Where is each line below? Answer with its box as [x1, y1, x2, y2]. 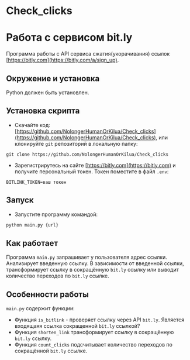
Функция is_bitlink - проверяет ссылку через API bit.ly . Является [14, 316, 185, 323]
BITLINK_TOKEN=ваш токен [6, 179, 67, 185]
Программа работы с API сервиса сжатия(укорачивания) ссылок [6, 50, 170, 57]
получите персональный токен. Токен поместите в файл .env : [14, 168, 169, 175]
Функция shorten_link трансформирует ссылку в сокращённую [14, 329, 174, 336]
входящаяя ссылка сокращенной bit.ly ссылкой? [14, 323, 140, 330]
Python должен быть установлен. [6, 89, 89, 96]
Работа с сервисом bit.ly [6, 31, 133, 44]
